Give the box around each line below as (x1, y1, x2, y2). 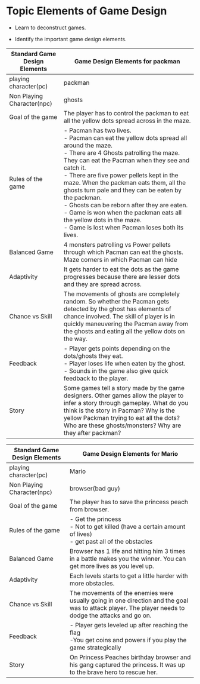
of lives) (69, 530, 92, 538)
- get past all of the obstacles (69, 537, 153, 545)
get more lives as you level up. (69, 562, 155, 570)
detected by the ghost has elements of (63, 305, 171, 313)
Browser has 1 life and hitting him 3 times (69, 547, 186, 555)
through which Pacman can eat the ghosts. (63, 248, 183, 256)
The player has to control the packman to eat (63, 109, 189, 117)
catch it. (63, 163, 86, 171)
